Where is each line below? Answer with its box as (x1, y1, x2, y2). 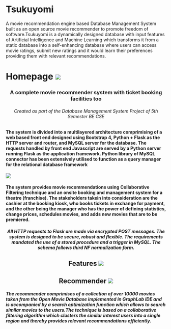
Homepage (6, 71, 53, 83)
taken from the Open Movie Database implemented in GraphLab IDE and (6, 296, 162, 303)
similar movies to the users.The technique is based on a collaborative (6, 307, 157, 313)
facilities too (70, 95, 102, 102)
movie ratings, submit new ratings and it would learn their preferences (6, 47, 153, 53)
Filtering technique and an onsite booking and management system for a (6, 189, 163, 196)
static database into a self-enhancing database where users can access (6, 42, 157, 48)
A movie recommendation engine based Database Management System (6, 20, 157, 26)
